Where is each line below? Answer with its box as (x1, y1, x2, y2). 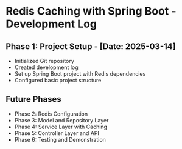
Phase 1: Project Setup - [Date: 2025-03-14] (5, 41, 176, 51)
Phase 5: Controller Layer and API (14, 129, 100, 137)
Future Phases (5, 94, 61, 104)
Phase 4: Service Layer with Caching (14, 123, 108, 130)
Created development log (14, 64, 79, 71)
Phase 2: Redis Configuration (14, 110, 88, 118)
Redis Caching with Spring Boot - (5, 4, 177, 18)
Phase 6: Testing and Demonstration (14, 136, 106, 143)
